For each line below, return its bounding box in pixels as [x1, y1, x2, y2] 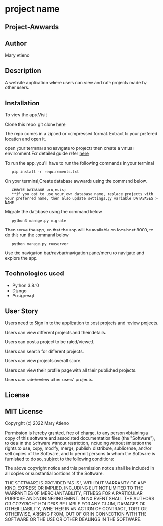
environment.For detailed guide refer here [5, 150, 89, 157]
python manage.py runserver [11, 242, 69, 247]
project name [5, 3, 60, 15]
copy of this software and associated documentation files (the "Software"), [5, 435, 156, 441]
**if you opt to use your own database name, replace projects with [11, 192, 153, 197]
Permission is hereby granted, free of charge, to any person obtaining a [5, 430, 148, 436]
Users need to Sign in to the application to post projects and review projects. [5, 320, 159, 326]
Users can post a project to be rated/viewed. [5, 338, 95, 345]
